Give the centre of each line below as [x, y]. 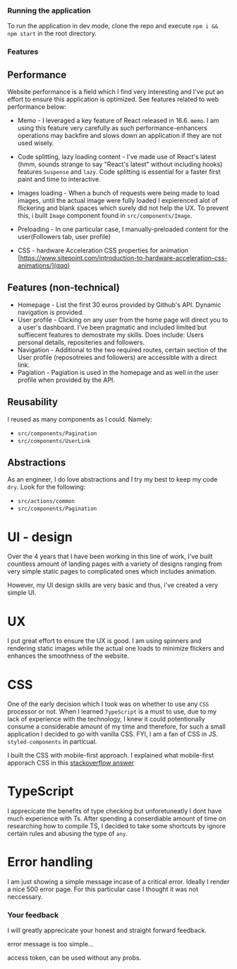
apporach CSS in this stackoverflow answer [71, 763]
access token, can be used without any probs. [74, 958]
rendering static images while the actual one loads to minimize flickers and [116, 649]
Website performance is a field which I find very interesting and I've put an [116, 92]
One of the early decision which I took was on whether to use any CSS [108, 704]
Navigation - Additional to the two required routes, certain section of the [122, 349]
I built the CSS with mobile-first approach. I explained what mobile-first [110, 755]
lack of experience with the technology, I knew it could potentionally [107, 719]
